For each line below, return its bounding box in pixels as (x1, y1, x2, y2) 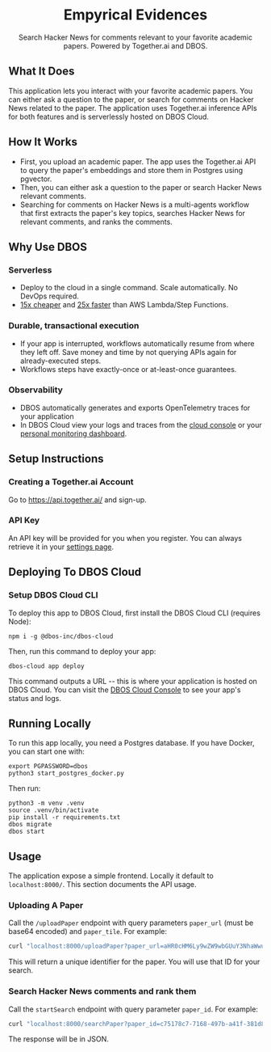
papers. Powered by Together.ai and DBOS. (63, 40, 208, 50)
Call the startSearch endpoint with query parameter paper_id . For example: (8, 1004, 258, 1014)
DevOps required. (19, 291, 79, 301)
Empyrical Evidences (63, 6, 208, 24)
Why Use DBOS (8, 240, 87, 254)
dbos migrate (8, 821, 52, 829)
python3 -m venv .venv (8, 799, 85, 808)
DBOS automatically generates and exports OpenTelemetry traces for (19, 403, 251, 412)
